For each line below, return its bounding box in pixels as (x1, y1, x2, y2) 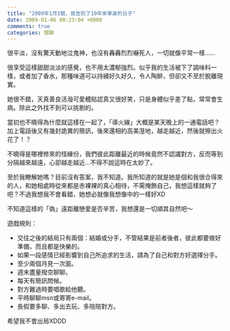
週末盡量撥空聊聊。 (16, 268, 72, 276)
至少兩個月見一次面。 (16, 260, 77, 268)
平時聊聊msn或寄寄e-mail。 (16, 294, 96, 302)
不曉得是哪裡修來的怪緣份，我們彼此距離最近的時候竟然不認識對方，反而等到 (7, 150, 223, 158)
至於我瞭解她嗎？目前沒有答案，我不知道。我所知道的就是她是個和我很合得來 (7, 173, 223, 182)
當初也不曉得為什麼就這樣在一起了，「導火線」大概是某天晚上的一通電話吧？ (7, 118, 220, 127)
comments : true (7, 23, 51, 29)
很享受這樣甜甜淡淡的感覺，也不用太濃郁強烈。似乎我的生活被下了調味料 (7, 63, 211, 72)
